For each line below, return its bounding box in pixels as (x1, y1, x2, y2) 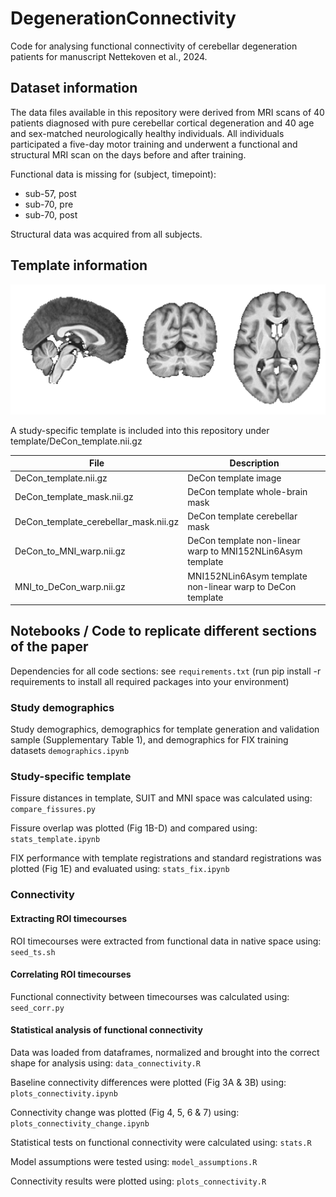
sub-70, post (24, 208, 78, 221)
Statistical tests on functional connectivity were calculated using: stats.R (10, 1136, 312, 1148)
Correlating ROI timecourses (10, 968, 132, 981)
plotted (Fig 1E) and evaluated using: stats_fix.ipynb (10, 863, 230, 875)
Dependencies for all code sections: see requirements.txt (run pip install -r (10, 665, 322, 677)
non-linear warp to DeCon (187, 580, 297, 592)
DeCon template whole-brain (187, 485, 308, 497)
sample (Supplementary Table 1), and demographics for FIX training (10, 734, 289, 746)
